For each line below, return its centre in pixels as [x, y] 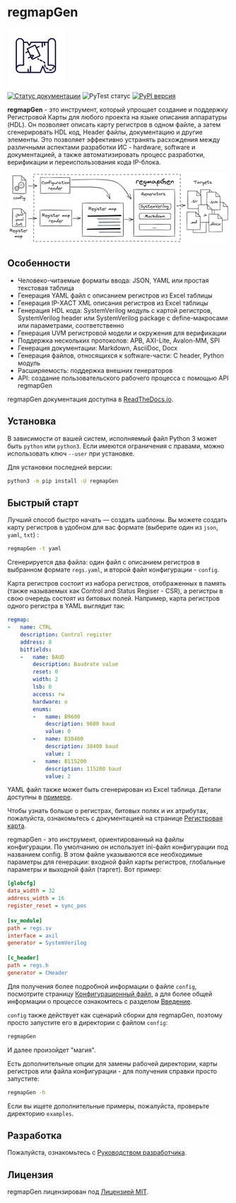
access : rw [49, 694]
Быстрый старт [43, 503]
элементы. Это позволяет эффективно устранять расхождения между [114, 139]
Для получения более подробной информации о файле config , [102, 986]
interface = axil [33, 936]
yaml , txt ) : [23, 535]
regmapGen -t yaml [34, 549]
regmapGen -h [26, 1092]
